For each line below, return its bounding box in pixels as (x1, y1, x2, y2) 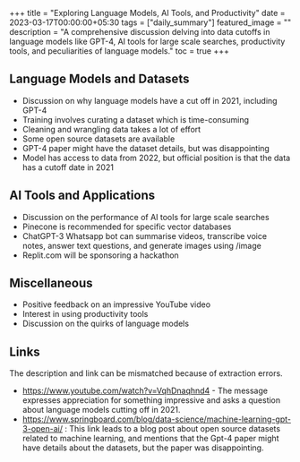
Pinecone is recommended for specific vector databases (21, 221, 232, 232)
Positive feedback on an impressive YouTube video (21, 299, 211, 310)
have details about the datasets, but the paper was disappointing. (21, 442, 264, 453)
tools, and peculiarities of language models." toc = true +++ (9, 46, 230, 56)
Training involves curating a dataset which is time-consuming (21, 114, 249, 124)
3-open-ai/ (21, 423, 64, 434)
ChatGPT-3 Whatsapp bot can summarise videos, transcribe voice (21, 230, 267, 241)
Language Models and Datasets (9, 72, 190, 87)
